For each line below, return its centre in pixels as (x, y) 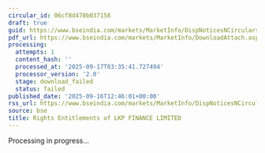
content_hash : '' (44, 60)
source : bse (28, 111)
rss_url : (22, 103)
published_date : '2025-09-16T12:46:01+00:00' (84, 96)
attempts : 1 (35, 52)
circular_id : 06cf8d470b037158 (60, 15)
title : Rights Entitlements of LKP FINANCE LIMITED (95, 118)
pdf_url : (22, 37)
